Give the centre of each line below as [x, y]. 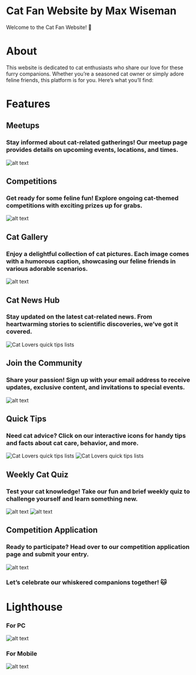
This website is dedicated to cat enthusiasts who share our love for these [95, 67]
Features [28, 104]
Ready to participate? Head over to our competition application [98, 547]
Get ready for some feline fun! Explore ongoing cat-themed [92, 198]
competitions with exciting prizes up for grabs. [74, 206]
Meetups [23, 126]
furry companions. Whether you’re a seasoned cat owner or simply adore [95, 74]
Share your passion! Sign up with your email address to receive [98, 380]
